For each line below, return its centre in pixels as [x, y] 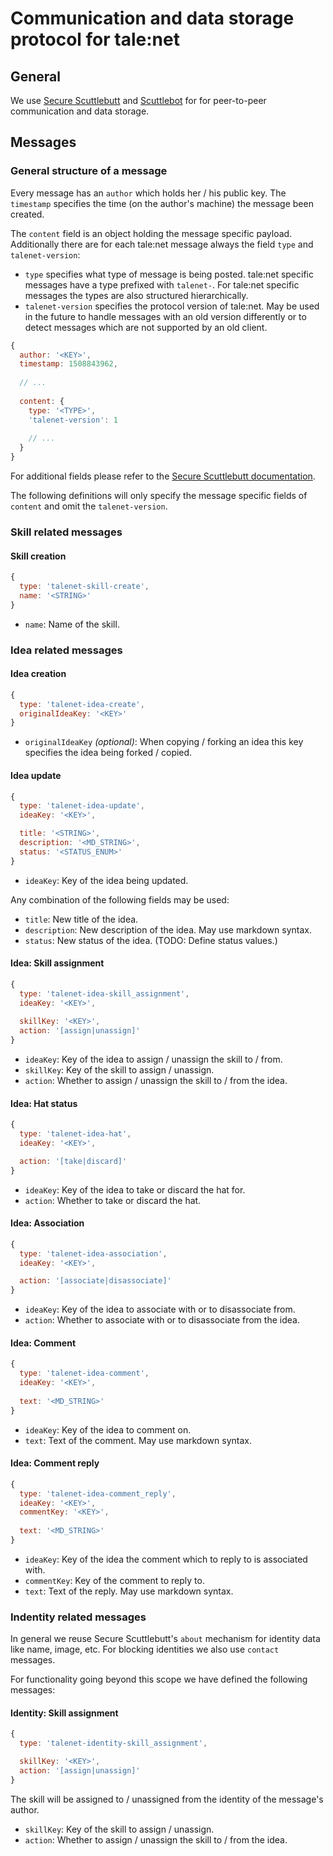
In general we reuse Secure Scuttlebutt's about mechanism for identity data [165, 1639]
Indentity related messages [78, 1617]
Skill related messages [66, 532]
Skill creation [38, 556]
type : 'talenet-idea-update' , [82, 806]
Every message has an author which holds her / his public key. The [148, 193]
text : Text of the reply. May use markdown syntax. [129, 1591]
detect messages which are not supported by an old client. [146, 327]
